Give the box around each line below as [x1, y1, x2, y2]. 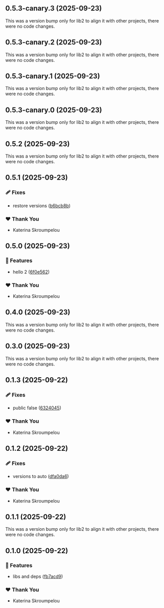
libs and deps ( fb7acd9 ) [12, 573, 63, 580]
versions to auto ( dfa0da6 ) [12, 473, 69, 480]
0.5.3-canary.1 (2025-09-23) [5, 72, 101, 81]
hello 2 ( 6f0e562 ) [12, 269, 50, 275]
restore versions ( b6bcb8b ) [12, 202, 71, 209]
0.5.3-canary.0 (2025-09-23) [5, 105, 102, 114]
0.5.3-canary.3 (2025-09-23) [5, 4, 102, 13]
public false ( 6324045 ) [12, 405, 61, 411]
